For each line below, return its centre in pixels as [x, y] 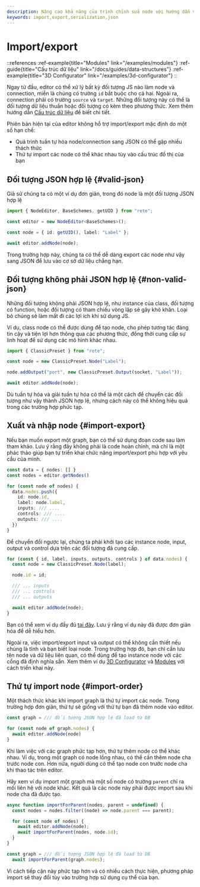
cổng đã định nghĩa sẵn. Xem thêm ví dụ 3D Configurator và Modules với [96, 661]
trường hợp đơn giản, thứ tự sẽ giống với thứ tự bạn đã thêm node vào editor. [100, 707]
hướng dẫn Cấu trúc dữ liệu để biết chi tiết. [59, 112]
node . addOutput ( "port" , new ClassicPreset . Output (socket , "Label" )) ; [95, 372]
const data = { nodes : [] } [42, 470]
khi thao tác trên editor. [35, 770]
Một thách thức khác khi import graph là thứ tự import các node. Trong [93, 701]
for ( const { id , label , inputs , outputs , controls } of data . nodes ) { [97, 559]
